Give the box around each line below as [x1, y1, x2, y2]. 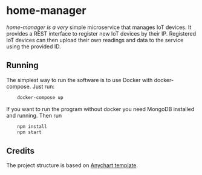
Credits [6, 145, 35, 156]
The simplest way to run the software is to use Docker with [6, 76, 153, 83]
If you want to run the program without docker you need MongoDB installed [6, 105, 195, 112]
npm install [17, 123, 47, 130]
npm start [17, 129, 42, 135]
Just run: [32, 83, 55, 90]
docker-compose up [17, 94, 64, 100]
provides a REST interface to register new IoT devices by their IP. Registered [6, 30, 197, 37]
